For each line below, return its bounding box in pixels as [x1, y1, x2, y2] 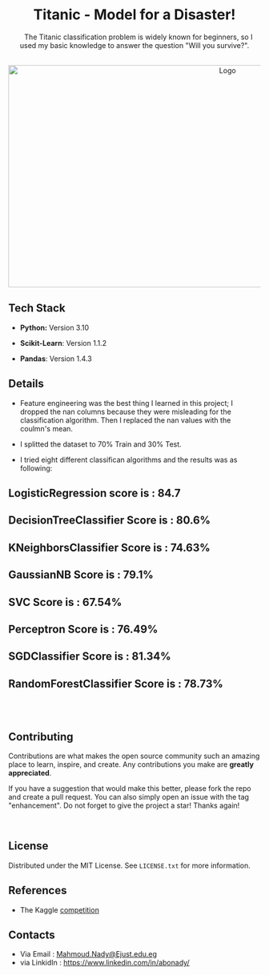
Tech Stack [8, 302, 66, 315]
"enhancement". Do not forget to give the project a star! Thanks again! [8, 800, 240, 810]
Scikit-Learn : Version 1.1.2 [19, 338, 106, 347]
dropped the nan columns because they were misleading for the [19, 407, 232, 416]
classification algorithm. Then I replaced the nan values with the [19, 415, 231, 425]
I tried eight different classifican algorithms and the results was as [19, 455, 238, 464]
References [8, 884, 67, 897]
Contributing [8, 730, 74, 744]
